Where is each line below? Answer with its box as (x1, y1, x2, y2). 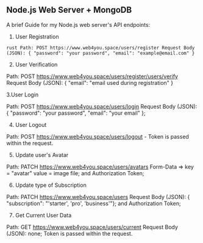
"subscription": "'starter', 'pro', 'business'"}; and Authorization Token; (6, 200, 181, 207)
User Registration (15, 33, 59, 40)
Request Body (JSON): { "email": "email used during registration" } (6, 79, 174, 86)
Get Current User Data (15, 211, 72, 219)
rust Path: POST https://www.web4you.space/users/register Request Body (6, 45, 195, 51)
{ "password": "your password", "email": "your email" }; (6, 109, 146, 117)
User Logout (15, 121, 47, 128)
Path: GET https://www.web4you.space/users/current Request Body (6, 223, 179, 231)
